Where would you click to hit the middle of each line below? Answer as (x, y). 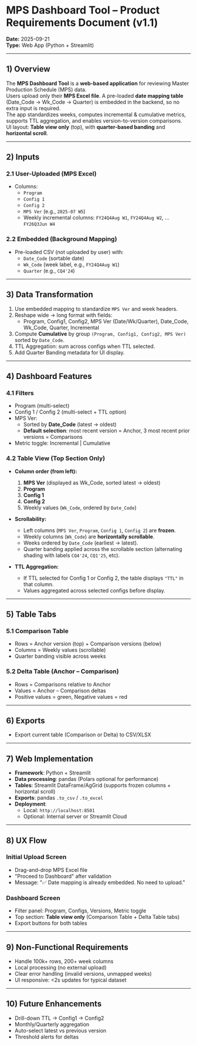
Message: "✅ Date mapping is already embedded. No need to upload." (100, 882)
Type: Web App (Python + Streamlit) (50, 45)
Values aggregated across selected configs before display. (94, 590)
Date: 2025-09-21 (28, 39)
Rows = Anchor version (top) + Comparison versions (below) (88, 644)
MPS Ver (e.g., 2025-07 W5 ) (55, 211)
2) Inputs (23, 157)
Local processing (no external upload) (60, 967)
